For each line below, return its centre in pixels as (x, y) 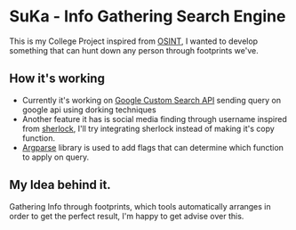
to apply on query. (56, 157)
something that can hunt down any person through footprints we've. (134, 50)
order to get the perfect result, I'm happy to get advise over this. (127, 216)
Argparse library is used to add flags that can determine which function (153, 147)
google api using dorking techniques (89, 110)
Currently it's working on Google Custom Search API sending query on (152, 100)
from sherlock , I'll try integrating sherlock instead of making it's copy (148, 128)
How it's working (57, 79)
